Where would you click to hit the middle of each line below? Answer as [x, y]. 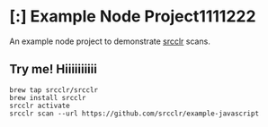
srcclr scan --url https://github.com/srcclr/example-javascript [134, 114]
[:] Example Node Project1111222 [133, 17]
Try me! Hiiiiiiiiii [53, 69]
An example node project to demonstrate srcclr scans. [110, 41]
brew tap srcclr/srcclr [54, 90]
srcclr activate [40, 106]
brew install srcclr [48, 97]
